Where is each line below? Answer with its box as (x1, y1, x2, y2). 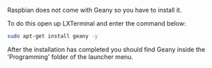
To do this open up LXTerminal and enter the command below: (7, 19, 186, 27)
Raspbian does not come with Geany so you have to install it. (7, 6, 182, 14)
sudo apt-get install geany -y (7, 33, 98, 40)
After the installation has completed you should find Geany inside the (7, 45, 206, 53)
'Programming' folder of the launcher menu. (7, 52, 134, 61)
